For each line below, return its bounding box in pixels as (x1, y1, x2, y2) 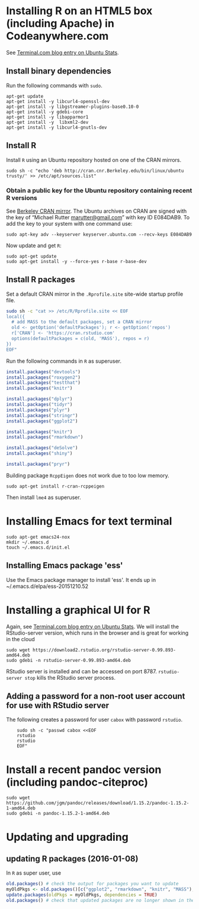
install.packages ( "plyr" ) (6, 407, 70, 413)
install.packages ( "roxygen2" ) (6, 375, 81, 380)
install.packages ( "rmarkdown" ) (6, 434, 84, 440)
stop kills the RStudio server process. (24, 674, 115, 681)
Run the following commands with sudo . (6, 82, 102, 89)
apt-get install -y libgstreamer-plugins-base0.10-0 (6, 104, 139, 110)
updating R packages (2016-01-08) (6, 853, 139, 863)
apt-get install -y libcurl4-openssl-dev (6, 98, 110, 104)
